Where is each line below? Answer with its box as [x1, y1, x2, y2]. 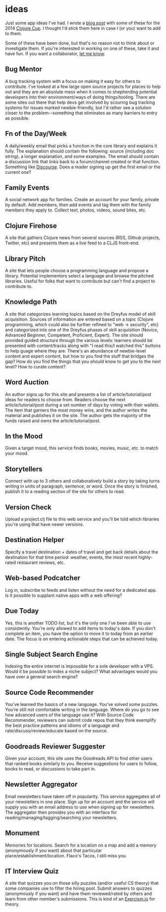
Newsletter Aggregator [5, 780, 78, 789]
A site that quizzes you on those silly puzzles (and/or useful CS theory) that [5, 880, 159, 886]
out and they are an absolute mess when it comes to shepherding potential [5, 88, 157, 95]
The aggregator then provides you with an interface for [5, 809, 117, 815]
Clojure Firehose [5, 221, 57, 230]
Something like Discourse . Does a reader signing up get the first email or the [5, 164, 161, 170]
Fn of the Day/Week [5, 130, 67, 138]
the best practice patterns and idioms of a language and [5, 722, 120, 728]
